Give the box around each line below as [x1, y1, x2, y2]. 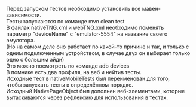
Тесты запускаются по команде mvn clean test [6, 18, 125, 25]
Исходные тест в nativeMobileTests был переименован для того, [6, 75, 170, 82]
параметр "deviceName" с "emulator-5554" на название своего [6, 30, 168, 38]
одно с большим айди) [6, 56, 65, 63]
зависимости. [6, 11, 42, 19]
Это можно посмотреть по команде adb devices [6, 62, 130, 69]
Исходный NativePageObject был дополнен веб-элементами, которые [6, 88, 185, 94]
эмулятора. [6, 37, 35, 44]
